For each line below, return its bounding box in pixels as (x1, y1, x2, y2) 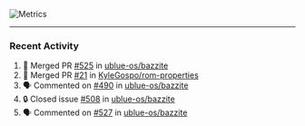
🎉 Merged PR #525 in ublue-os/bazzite (22, 60, 169, 72)
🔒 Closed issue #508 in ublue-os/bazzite (22, 93, 175, 104)
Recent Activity (9, 39, 80, 52)
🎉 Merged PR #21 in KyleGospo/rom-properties (22, 70, 200, 81)
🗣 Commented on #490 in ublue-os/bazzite (22, 80, 189, 91)
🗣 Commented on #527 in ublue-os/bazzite (22, 107, 188, 118)
